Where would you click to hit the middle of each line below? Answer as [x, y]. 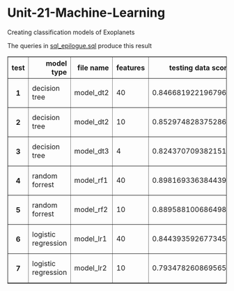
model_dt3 [92, 151]
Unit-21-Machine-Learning [86, 13]
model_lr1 [91, 239]
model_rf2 [91, 209]
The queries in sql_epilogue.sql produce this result [79, 45]
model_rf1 [91, 180]
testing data [190, 68]
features [130, 68]
